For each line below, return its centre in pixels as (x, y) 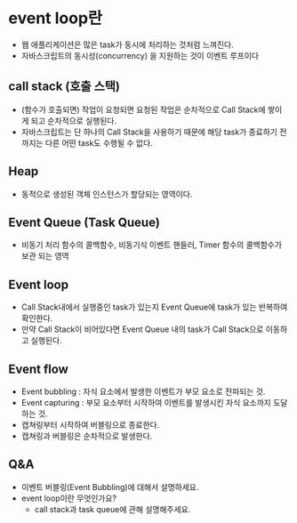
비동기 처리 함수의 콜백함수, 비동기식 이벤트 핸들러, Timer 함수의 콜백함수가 (151, 245)
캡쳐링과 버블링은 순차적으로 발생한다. (87, 436)
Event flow (38, 369)
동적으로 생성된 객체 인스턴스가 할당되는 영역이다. (107, 194)
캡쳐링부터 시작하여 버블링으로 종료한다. (90, 425)
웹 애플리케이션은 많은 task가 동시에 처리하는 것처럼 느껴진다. (127, 44)
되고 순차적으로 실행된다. (74, 120)
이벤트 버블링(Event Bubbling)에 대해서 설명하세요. (110, 487)
